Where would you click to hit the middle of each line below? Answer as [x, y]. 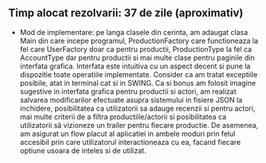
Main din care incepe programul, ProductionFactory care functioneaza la [139, 41]
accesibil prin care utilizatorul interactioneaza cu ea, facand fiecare [130, 142]
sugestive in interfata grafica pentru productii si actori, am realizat [128, 91]
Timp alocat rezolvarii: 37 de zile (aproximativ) [126, 13]
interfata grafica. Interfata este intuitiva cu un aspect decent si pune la [135, 66]
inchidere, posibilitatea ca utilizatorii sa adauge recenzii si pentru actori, [137, 108]
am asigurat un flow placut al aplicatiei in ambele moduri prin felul [127, 134]
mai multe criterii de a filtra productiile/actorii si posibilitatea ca [123, 116]
